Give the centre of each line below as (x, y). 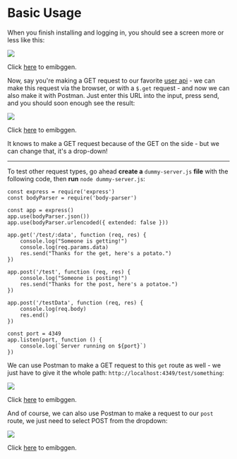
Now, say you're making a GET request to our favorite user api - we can (111, 80)
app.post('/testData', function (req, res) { (75, 302)
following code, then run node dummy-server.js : (77, 178)
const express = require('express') (61, 192)
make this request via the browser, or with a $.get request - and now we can (119, 88)
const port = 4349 (34, 333)
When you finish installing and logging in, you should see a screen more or (116, 32)
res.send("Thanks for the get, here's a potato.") (96, 253)
